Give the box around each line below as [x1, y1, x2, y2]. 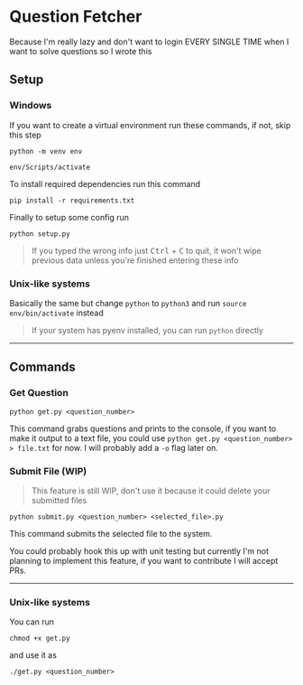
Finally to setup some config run [9, 211, 129, 222]
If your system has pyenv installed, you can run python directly [31, 324, 264, 335]
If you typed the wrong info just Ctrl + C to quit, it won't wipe [31, 245, 262, 256]
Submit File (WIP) [9, 464, 87, 477]
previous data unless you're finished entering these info [31, 255, 239, 266]
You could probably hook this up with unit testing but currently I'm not [9, 545, 269, 557]
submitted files [31, 494, 87, 505]
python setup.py [9, 229, 70, 239]
